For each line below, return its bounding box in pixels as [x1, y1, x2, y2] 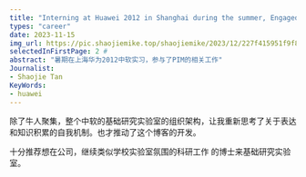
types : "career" [9, 22, 71, 31]
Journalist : [9, 64, 55, 74]
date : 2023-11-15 [9, 30, 76, 39]
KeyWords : [9, 81, 47, 90]
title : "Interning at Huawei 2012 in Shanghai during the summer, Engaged [9, 13, 300, 23]
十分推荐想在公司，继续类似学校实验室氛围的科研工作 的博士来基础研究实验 [9, 146, 291, 157]
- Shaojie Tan [9, 73, 64, 82]
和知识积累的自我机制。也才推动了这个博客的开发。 [9, 126, 201, 137]
